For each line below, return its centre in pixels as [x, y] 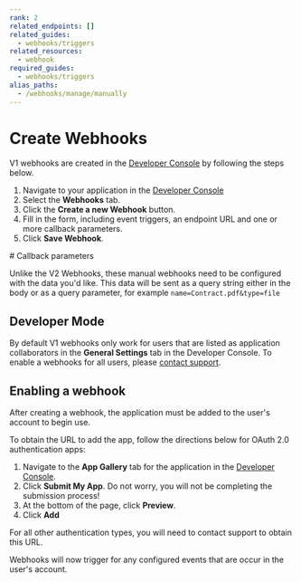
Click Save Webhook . [63, 239]
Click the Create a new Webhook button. [99, 210]
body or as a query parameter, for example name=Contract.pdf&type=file [145, 293]
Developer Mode [57, 321]
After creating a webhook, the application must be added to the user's [140, 413]
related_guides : [40, 34]
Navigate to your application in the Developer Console [123, 190]
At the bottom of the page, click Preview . [99, 506]
